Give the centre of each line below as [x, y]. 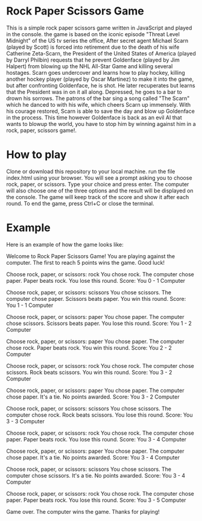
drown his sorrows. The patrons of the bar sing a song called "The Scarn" [98, 98]
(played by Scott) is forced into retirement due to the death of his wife [93, 47]
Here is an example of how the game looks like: [65, 244]
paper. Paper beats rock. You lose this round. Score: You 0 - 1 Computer [96, 280]
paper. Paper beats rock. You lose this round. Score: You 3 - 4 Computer [96, 439]
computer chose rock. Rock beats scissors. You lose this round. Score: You [99, 415]
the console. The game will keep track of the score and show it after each [98, 197]
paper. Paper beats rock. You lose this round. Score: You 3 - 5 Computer [96, 500]
